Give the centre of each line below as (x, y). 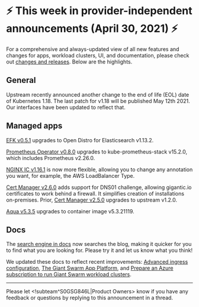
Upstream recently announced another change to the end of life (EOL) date (98, 94)
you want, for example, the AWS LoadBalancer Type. (70, 175)
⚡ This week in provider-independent (99, 11)
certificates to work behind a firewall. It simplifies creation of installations (95, 193)
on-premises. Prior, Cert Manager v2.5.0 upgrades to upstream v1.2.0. (92, 200)
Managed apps (34, 126)
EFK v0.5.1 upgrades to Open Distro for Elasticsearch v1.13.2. (80, 140)
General (21, 80)
